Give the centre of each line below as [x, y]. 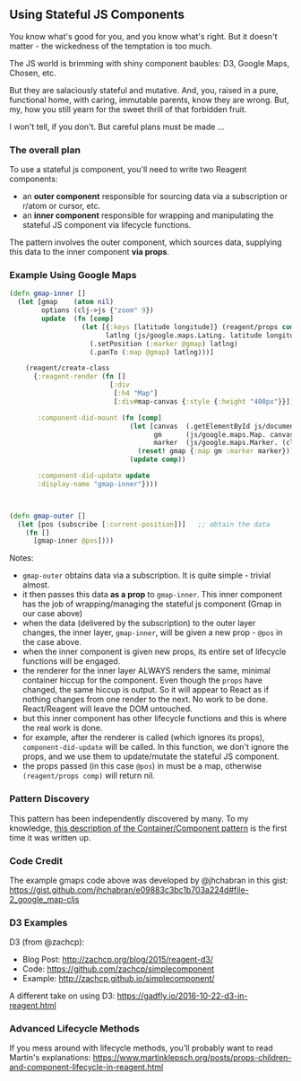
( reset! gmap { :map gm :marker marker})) [216, 451]
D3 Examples [39, 922]
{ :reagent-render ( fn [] [79, 377]
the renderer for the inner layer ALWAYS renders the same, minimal [146, 671]
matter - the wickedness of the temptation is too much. [111, 46]
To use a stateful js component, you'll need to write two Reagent [128, 170]
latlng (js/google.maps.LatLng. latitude [184, 336]
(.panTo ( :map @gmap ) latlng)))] [152, 352]
